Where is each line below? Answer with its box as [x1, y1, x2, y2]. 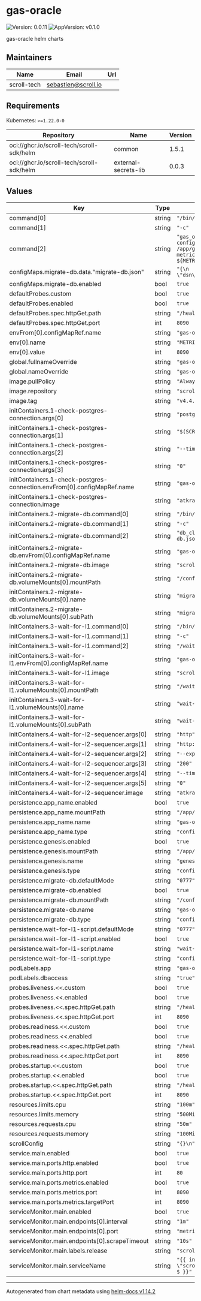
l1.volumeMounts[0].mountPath [9, 686, 99, 694]
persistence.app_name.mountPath [9, 808, 106, 817]
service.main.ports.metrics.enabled [9, 1179, 109, 1187]
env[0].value [9, 348, 45, 357]
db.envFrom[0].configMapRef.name [9, 551, 111, 559]
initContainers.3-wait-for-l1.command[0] [9, 622, 129, 631]
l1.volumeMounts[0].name [9, 703, 84, 712]
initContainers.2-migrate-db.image [9, 561, 109, 570]
